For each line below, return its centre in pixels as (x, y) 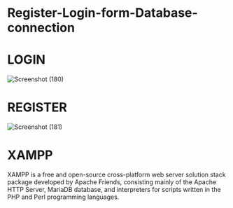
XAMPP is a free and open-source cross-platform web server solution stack (116, 174)
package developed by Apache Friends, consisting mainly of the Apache (112, 182)
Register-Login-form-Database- (103, 13)
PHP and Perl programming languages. (63, 197)
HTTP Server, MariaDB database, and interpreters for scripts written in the (114, 189)
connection (41, 28)
